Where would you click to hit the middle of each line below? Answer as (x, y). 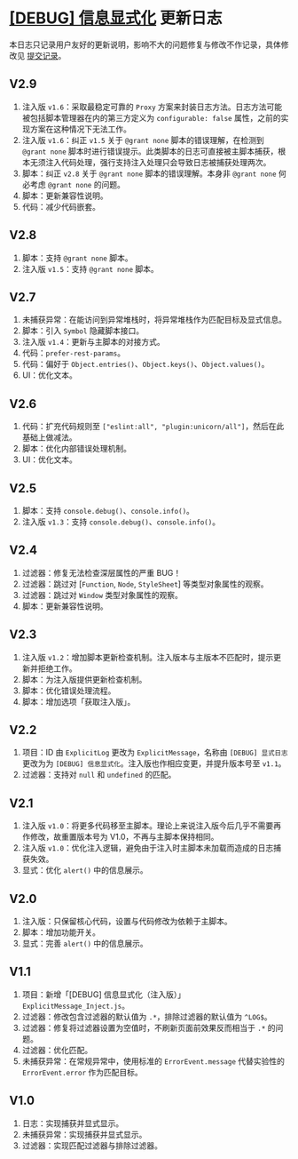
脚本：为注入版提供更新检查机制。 (84, 679)
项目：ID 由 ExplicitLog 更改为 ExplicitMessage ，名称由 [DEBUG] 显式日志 (155, 753)
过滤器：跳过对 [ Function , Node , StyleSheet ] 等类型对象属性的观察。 (145, 584)
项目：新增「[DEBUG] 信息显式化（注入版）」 (104, 994)
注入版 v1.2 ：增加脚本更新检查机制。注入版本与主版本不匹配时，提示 (148, 657)
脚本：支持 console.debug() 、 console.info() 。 (108, 511)
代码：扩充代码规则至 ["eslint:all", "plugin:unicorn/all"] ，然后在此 (153, 427)
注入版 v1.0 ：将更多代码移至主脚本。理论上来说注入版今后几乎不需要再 (152, 826)
